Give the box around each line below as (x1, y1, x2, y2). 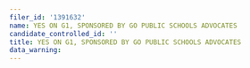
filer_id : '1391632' (9, 12, 87, 22)
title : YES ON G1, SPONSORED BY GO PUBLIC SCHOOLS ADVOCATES (9, 37, 242, 47)
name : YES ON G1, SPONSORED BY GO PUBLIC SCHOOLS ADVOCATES (9, 21, 238, 30)
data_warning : (9, 46, 62, 55)
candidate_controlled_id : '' (9, 29, 118, 38)
